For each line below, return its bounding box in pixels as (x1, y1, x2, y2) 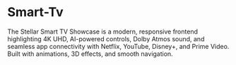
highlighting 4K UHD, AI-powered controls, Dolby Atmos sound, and (7, 34, 205, 43)
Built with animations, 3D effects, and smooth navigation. (7, 50, 173, 58)
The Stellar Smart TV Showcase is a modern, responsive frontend (7, 27, 198, 36)
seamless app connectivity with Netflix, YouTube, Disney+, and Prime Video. (7, 42, 230, 50)
